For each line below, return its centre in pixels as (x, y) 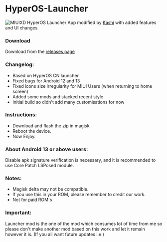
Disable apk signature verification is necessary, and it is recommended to (81, 160)
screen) (20, 91)
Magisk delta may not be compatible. (50, 189)
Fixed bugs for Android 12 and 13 (46, 81)
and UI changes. (22, 27)
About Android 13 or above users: (47, 149)
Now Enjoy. (24, 136)
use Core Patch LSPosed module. (40, 166)
